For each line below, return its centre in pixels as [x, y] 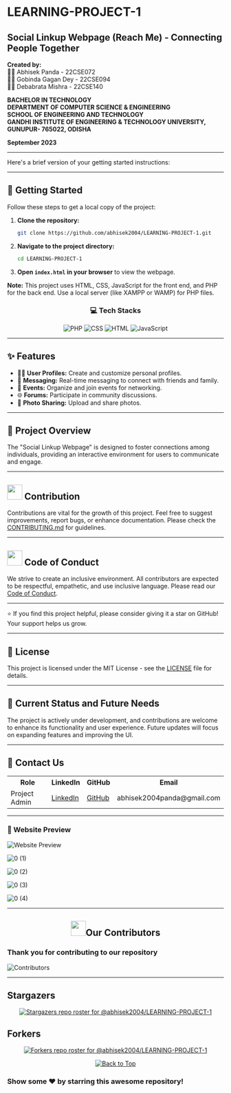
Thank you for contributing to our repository [82, 953]
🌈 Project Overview [49, 431]
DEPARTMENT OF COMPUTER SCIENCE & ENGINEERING [89, 107]
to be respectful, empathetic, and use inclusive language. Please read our [111, 586]
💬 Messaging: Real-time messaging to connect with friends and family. [118, 380]
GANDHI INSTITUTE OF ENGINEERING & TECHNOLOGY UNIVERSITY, [107, 122]
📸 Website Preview [39, 830]
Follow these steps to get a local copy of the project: [81, 206]
